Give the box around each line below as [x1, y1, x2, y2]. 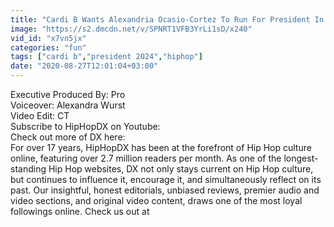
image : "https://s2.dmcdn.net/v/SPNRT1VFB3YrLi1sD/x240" [10, 24, 253, 34]
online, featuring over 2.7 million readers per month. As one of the [10, 152, 282, 164]
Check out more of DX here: [10, 131, 126, 143]
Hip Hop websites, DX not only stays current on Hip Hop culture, [48, 163, 314, 175]
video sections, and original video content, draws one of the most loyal [10, 195, 303, 206]
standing [10, 163, 47, 175]
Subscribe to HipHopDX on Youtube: [10, 121, 161, 132]
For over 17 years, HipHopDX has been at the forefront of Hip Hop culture [10, 142, 312, 153]
